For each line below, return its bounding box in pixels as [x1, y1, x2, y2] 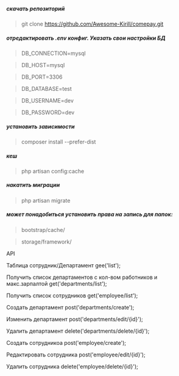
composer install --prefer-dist [21, 138, 96, 145]
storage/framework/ [21, 238, 72, 245]
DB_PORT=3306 [21, 73, 63, 81]
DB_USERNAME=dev [21, 96, 74, 104]
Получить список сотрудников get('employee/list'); [6, 292, 138, 299]
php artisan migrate [21, 197, 71, 204]
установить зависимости [6, 123, 75, 130]
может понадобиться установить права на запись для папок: [6, 211, 174, 218]
